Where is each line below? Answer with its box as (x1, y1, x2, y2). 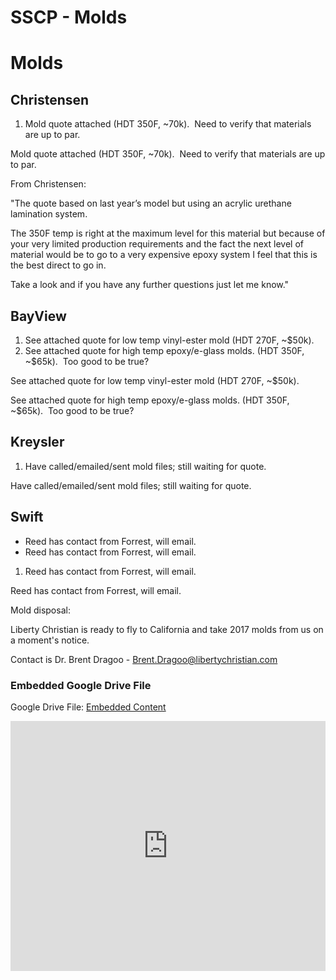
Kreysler (10, 434, 65, 451)
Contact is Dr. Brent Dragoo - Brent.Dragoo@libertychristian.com (10, 653, 278, 665)
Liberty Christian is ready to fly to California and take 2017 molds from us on (10, 623, 324, 635)
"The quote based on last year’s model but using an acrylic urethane (10, 197, 292, 210)
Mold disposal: (10, 604, 71, 616)
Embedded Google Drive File (10, 678, 152, 692)
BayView (10, 307, 67, 325)
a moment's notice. (10, 634, 90, 646)
